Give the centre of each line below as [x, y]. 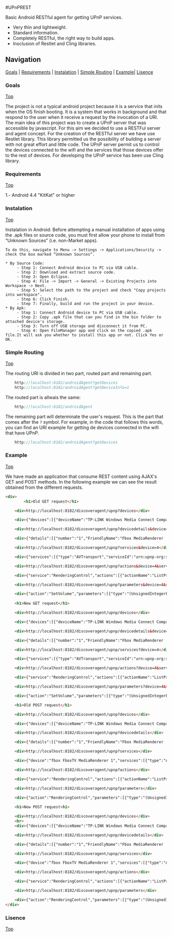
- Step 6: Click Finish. [43, 299]
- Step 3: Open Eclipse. [43, 277]
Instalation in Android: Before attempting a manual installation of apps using [85, 230]
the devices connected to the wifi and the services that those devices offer [84, 150]
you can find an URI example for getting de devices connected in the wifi [82, 427]
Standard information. [36, 33]
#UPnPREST [18, 7]
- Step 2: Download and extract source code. [66, 272]
